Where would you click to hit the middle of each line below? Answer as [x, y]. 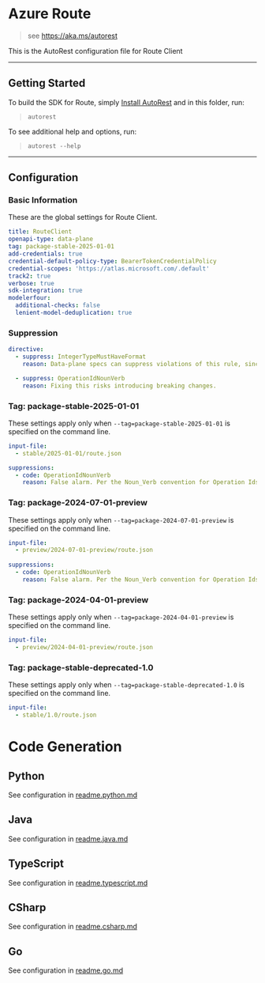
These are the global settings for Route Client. [83, 217]
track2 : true [30, 276]
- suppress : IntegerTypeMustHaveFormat [81, 357]
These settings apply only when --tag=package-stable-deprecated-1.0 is [126, 685]
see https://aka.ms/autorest [73, 36]
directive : [26, 350]
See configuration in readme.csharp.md [73, 927]
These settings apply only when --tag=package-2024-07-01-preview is [121, 520]
